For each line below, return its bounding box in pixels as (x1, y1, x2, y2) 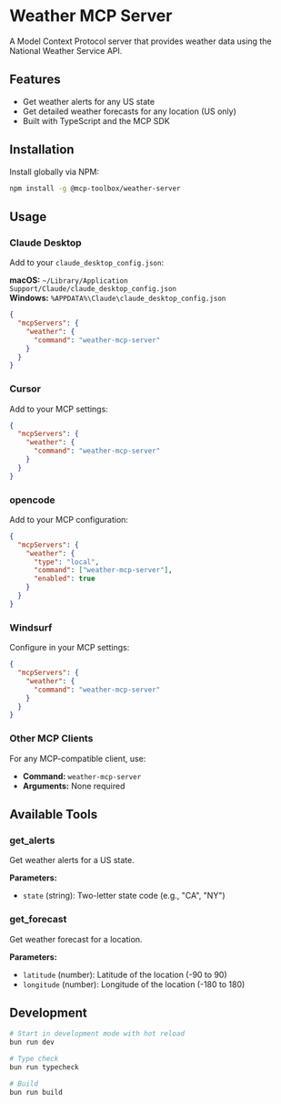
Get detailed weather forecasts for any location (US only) (22, 106, 236, 117)
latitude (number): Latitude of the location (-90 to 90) (22, 969, 227, 980)
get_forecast (9, 913, 67, 926)
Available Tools (9, 807, 98, 822)
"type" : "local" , (33, 557, 100, 567)
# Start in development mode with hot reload (9, 1029, 185, 1038)
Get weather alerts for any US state (22, 96, 156, 107)
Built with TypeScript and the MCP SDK (22, 115, 170, 126)
